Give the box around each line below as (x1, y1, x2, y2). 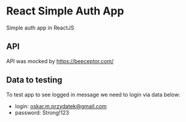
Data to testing (6, 75, 63, 85)
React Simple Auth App (6, 4, 124, 18)
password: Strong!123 (14, 109, 70, 116)
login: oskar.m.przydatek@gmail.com (14, 102, 107, 109)
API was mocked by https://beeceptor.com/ (6, 57, 114, 64)
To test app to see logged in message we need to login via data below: (6, 91, 181, 98)
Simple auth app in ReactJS (6, 24, 74, 31)
